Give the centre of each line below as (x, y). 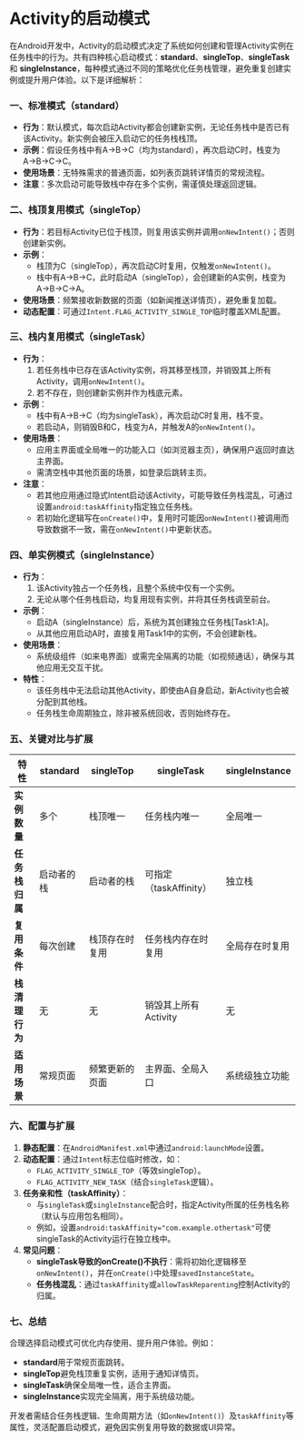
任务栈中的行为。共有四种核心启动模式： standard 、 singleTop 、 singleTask (150, 56)
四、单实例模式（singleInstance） (85, 554)
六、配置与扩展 (42, 1126)
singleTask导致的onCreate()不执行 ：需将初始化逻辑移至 (141, 1261)
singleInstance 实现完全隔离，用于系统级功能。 (111, 1396)
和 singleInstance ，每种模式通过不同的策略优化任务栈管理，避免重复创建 (147, 68)
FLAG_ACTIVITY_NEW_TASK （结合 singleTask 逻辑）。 (127, 1182)
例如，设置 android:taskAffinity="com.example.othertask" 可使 (153, 1227)
